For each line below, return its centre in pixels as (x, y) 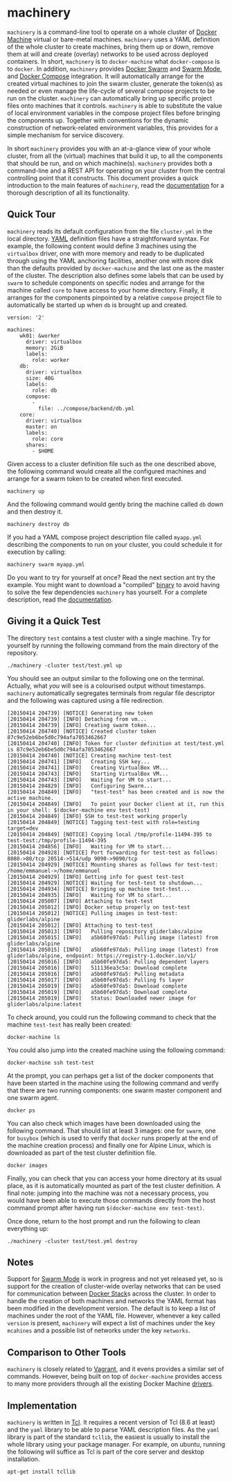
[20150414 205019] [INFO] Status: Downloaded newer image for (102, 998)
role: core (48, 439)
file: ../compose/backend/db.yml (86, 408)
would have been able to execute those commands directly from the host (111, 1200)
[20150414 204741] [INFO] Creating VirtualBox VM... (88, 767)
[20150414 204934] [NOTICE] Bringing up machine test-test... (99, 889)
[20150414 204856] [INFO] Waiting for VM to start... (89, 846)
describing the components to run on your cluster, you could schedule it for (115, 544)
